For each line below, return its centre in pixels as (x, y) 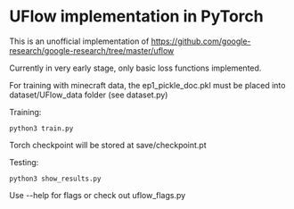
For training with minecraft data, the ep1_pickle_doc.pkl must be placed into (147, 85)
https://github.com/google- (201, 41)
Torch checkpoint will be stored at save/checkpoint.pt (108, 145)
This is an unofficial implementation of (79, 41)
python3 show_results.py (55, 179)
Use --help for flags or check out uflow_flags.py (98, 195)
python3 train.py (41, 128)
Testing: (24, 162)
